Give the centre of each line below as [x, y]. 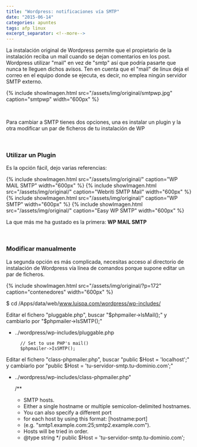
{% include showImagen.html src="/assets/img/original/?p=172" [84, 285]
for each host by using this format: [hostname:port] [86, 419]
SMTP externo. [24, 82]
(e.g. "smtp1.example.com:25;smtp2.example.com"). [87, 425]
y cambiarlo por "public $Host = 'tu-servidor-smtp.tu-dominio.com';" [90, 366]
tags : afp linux [26, 28]
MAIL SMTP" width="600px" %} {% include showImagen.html [81, 186]
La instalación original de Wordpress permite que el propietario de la [89, 50]
